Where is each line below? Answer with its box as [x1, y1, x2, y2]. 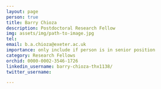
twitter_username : [6, 69, 52, 75]
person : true [6, 14, 39, 20]
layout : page [6, 8, 39, 15]
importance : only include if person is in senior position [6, 47, 156, 53]
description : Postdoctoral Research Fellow [6, 25, 116, 31]
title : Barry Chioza [6, 19, 58, 25]
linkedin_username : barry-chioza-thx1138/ [6, 63, 113, 70]
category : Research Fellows [6, 52, 76, 58]
